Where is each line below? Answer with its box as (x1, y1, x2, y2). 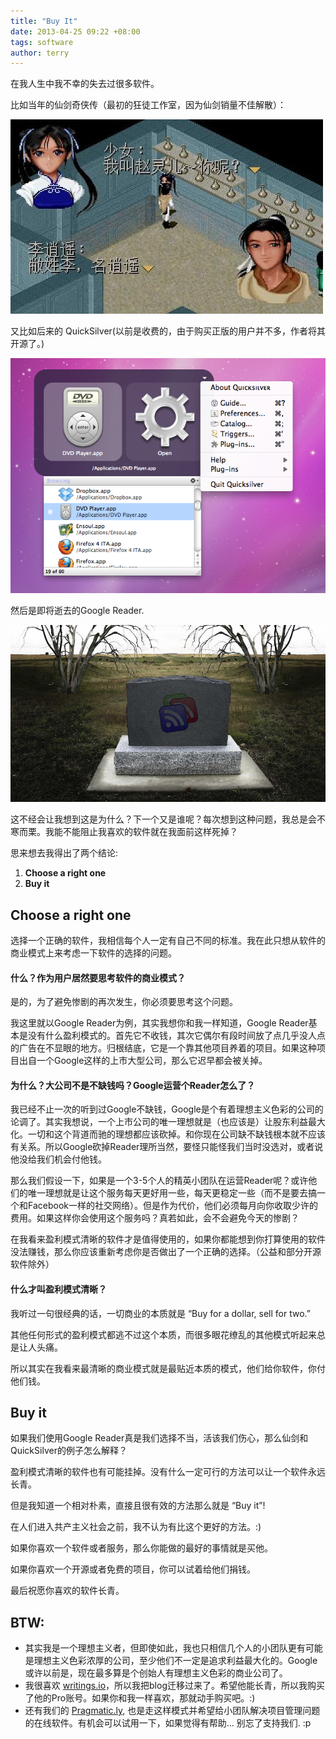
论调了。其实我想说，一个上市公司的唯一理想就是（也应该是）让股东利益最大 (10, 1116, 326, 1128)
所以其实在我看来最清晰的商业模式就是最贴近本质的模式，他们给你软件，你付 (10, 1362, 326, 1374)
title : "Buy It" (10, 16, 78, 26)
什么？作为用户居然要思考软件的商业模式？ (10, 971, 186, 984)
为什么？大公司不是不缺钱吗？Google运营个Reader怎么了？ (10, 1079, 256, 1091)
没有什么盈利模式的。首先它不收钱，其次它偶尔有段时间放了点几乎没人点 (27, 1030, 326, 1042)
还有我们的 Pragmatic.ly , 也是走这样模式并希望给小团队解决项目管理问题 (24, 1705, 321, 1717)
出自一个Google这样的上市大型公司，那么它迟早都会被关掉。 (18, 1055, 268, 1067)
